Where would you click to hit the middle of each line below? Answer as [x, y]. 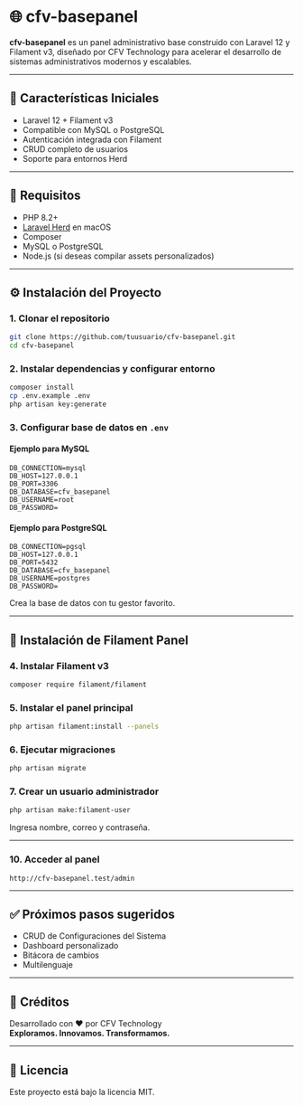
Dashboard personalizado [70, 946]
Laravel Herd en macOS [66, 227]
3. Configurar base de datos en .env [89, 427]
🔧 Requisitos [45, 196]
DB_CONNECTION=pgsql [48, 547]
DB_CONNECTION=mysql [48, 468]
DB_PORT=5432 [34, 562]
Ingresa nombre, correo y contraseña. [80, 827]
